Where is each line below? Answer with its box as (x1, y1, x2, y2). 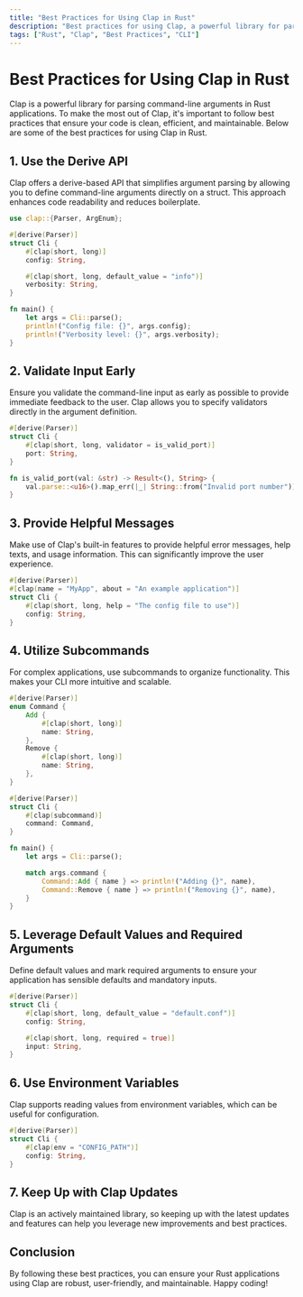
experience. (9, 558, 54, 569)
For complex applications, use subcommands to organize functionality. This (9, 667, 290, 677)
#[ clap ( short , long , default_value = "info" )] (25, 271, 204, 281)
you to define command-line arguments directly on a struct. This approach (9, 187, 287, 198)
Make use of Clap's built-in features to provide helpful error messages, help (9, 539, 291, 550)
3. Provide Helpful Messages (9, 515, 175, 530)
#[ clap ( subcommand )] (25, 811, 103, 820)
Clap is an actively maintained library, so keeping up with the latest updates (9, 1209, 290, 1219)
